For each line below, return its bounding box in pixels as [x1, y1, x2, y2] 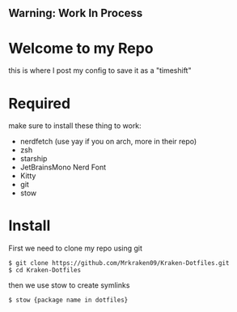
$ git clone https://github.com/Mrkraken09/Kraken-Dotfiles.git [8, 259, 230, 267]
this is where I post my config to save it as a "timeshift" [8, 66, 192, 75]
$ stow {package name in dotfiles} [8, 296, 129, 305]
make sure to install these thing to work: [8, 121, 142, 130]
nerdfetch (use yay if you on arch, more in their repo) [19, 137, 197, 147]
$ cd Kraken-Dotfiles [8, 267, 82, 275]
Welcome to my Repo [8, 39, 154, 58]
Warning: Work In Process [8, 6, 143, 20]
